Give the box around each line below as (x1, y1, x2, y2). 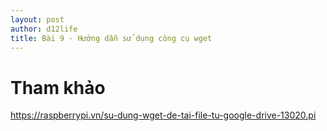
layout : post (10, 14, 65, 25)
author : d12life (10, 24, 78, 34)
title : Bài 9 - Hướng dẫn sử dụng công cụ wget (10, 33, 213, 43)
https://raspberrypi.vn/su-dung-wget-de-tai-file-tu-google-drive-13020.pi (10, 109, 317, 121)
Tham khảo (10, 76, 106, 99)
